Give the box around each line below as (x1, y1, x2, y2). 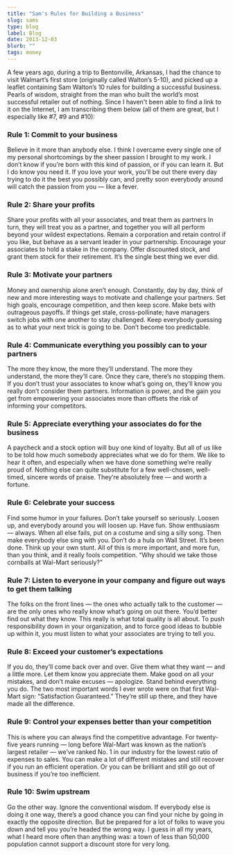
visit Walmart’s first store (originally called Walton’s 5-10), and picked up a (7, 75, 218, 83)
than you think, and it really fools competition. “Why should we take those (7, 550, 218, 559)
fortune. (7, 481, 30, 489)
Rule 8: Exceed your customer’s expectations (7, 646, 164, 656)
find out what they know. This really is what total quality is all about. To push (7, 614, 225, 623)
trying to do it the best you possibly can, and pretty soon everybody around (7, 175, 223, 184)
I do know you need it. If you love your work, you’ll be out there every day (7, 168, 217, 176)
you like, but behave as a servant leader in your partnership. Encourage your (7, 238, 226, 246)
